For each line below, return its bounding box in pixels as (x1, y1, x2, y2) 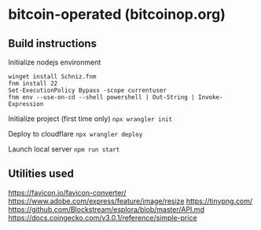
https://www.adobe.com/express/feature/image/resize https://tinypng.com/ (8, 196, 253, 206)
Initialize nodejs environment (8, 57, 101, 67)
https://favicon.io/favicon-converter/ (8, 188, 127, 197)
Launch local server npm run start (8, 144, 120, 154)
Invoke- (197, 93, 223, 101)
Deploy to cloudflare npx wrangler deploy (8, 130, 143, 138)
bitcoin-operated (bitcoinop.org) (8, 5, 226, 24)
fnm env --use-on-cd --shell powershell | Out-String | (8, 93, 195, 101)
